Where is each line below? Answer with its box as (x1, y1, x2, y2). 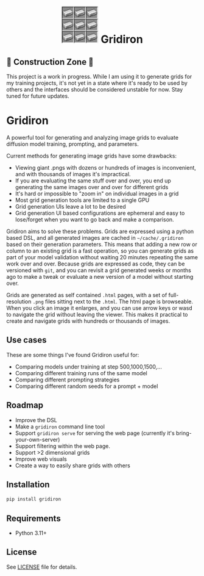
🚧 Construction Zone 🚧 (6, 57, 94, 67)
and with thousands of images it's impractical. (15, 170, 131, 178)
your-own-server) (15, 436, 60, 443)
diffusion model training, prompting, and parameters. (6, 140, 139, 148)
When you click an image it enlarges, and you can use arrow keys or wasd (6, 304, 193, 311)
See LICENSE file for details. (6, 563, 77, 571)
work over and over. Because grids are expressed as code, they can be (6, 260, 185, 267)
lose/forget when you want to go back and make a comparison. (15, 215, 175, 223)
